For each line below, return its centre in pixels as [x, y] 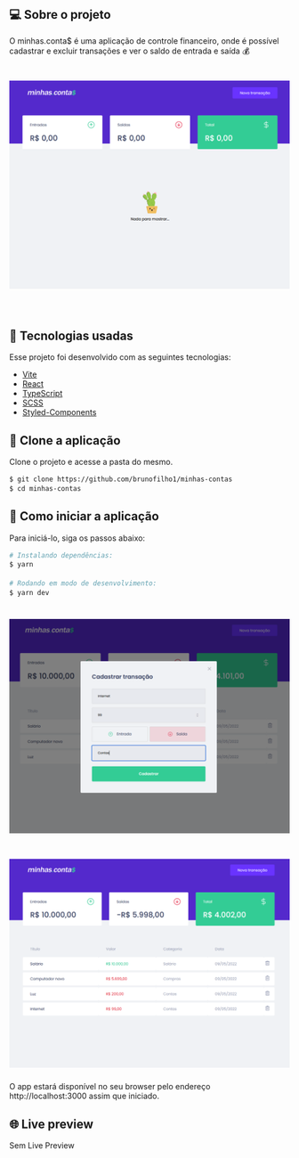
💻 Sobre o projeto [60, 15]
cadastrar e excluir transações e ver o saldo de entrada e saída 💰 [130, 51]
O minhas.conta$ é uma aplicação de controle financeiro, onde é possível [144, 41]
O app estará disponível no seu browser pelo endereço [110, 1087]
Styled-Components [59, 412]
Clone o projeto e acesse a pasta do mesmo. [91, 461]
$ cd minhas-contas [45, 488]
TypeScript [42, 394]
